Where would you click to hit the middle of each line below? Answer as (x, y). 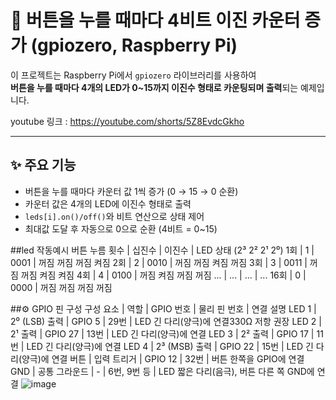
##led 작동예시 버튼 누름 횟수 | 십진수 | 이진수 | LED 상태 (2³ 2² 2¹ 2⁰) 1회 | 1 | (162, 250)
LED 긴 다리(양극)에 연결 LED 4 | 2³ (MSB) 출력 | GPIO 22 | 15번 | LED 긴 (170, 346)
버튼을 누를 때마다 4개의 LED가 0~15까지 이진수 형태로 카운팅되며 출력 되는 (154, 87)
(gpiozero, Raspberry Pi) (134, 45)
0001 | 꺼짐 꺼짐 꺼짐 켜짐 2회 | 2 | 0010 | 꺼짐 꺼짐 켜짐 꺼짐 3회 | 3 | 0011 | (159, 262)
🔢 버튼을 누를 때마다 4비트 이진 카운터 (155, 20)
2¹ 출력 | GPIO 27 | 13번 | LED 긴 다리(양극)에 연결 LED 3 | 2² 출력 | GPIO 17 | (162, 333)
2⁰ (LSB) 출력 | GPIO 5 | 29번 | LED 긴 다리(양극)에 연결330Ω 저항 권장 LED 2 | (166, 321)
